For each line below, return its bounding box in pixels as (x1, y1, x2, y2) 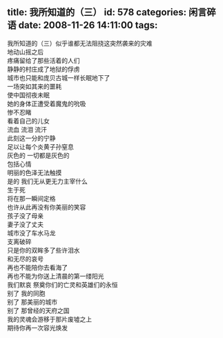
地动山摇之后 (7, 48, 43, 56)
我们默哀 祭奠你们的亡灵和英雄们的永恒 (7, 280, 118, 288)
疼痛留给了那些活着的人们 (7, 56, 80, 64)
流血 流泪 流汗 (7, 125, 47, 133)
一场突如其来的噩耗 (7, 82, 62, 90)
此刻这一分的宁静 (7, 134, 56, 142)
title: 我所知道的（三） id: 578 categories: (7, 6, 187, 19)
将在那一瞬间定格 (7, 194, 56, 202)
